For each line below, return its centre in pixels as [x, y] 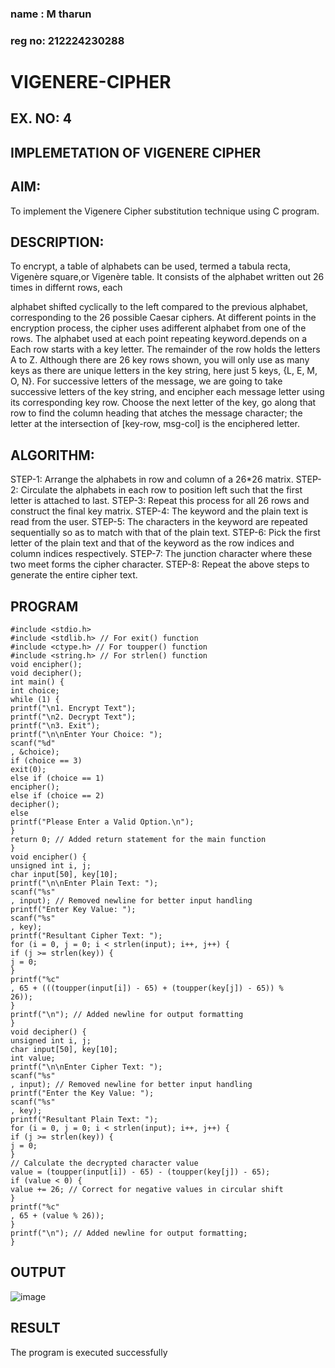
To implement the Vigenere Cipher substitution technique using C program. [165, 211]
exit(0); [28, 770]
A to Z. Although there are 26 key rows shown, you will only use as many [160, 360]
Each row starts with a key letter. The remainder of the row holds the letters [165, 349]
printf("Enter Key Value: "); [73, 910]
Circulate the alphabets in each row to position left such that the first [161, 490]
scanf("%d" [33, 743]
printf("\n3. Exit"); [55, 726]
